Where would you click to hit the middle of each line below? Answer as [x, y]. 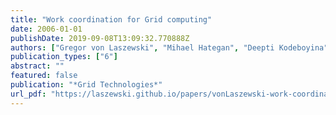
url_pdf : [28, 94]
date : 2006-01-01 [46, 29]
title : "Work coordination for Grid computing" [111, 19]
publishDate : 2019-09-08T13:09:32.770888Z [100, 38]
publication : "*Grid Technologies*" [86, 85]
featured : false [44, 76]
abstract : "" [37, 66]
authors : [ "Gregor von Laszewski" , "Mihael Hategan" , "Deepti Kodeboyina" [169, 47]
